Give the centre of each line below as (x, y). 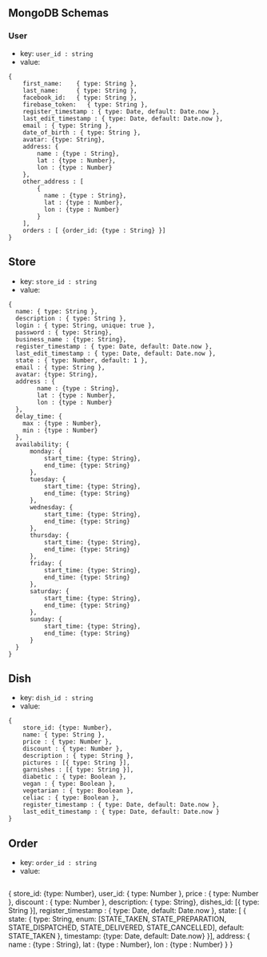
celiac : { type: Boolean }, (71, 798)
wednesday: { (51, 507)
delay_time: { (39, 416)
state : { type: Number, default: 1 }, (82, 360)
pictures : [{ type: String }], (76, 763)
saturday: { (49, 591)
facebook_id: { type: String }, (80, 98)
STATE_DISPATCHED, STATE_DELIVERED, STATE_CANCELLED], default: (126, 927)
